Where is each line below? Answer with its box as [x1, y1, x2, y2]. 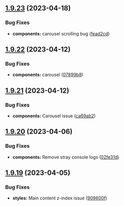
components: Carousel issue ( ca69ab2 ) [12, 113, 96, 119]
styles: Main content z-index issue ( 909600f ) [12, 195, 107, 201]
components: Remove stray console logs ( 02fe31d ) [12, 154, 119, 160]
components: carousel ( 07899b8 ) [12, 72, 84, 78]
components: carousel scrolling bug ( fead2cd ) [12, 30, 110, 37]
